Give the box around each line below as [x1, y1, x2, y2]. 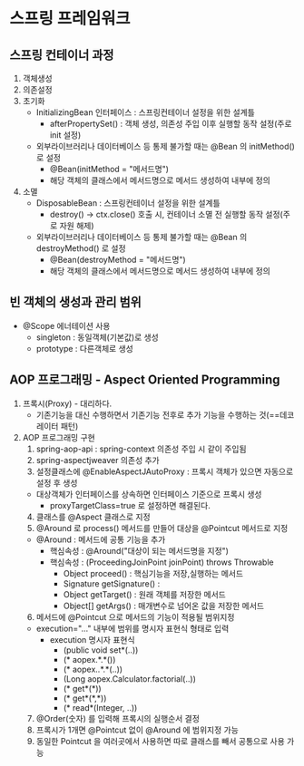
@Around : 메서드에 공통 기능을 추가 [35, 534, 166, 545]
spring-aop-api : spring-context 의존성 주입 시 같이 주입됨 [35, 443, 247, 454]
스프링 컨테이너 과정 [9, 47, 114, 63]
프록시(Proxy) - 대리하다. [22, 398, 113, 409]
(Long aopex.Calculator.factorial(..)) [63, 673, 197, 684]
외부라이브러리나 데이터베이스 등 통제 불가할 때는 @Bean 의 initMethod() [35, 141, 295, 151]
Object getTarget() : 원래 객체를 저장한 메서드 [63, 588, 227, 599]
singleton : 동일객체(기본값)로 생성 [35, 332, 159, 343]
